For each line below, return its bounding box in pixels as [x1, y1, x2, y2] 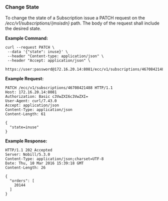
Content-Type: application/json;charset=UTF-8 [5, 156, 104, 161]
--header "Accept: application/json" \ [7, 58, 91, 63]
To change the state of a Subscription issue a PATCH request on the [5, 15, 145, 21]
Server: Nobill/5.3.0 [5, 152, 50, 157]
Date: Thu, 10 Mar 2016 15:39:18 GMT [5, 161, 84, 166]
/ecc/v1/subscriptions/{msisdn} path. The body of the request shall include [5, 20, 160, 26]
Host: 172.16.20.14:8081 [5, 90, 57, 95]
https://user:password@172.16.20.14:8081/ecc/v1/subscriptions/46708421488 [5, 67, 166, 72]
